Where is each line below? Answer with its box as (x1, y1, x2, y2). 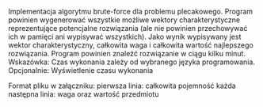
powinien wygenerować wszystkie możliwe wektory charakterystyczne (8, 15, 241, 25)
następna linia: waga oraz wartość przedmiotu (8, 90, 159, 98)
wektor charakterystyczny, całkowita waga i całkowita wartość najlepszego (8, 40, 253, 50)
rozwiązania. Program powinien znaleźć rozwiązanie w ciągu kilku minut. (8, 49, 246, 58)
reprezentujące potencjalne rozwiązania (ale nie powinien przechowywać (8, 24, 248, 32)
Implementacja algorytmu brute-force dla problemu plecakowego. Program (8, 7, 253, 16)
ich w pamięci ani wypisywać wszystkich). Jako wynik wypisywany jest (8, 32, 242, 41)
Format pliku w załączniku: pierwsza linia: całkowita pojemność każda (8, 81, 236, 90)
